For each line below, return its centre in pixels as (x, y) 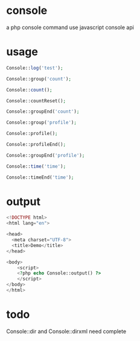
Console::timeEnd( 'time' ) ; (40, 177)
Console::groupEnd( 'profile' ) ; (46, 155)
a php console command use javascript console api (70, 27)
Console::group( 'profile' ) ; (42, 123)
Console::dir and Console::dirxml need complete (66, 331)
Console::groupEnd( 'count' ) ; (43, 112)
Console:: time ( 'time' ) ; (36, 166)
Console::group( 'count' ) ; (39, 79)
